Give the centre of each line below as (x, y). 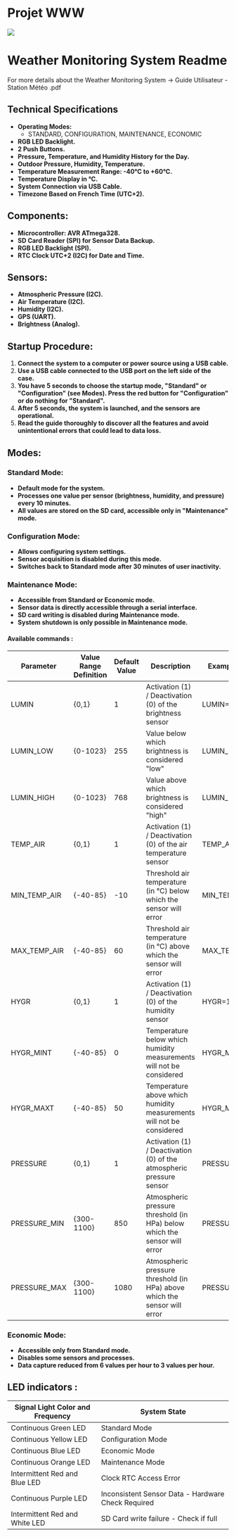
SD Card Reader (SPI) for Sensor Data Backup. (86, 240)
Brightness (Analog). (49, 324)
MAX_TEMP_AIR (38, 950)
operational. (36, 416)
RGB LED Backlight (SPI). (54, 248)
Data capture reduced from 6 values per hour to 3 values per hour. (116, 1365)
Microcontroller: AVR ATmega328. (69, 233)
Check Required (127, 1503)
